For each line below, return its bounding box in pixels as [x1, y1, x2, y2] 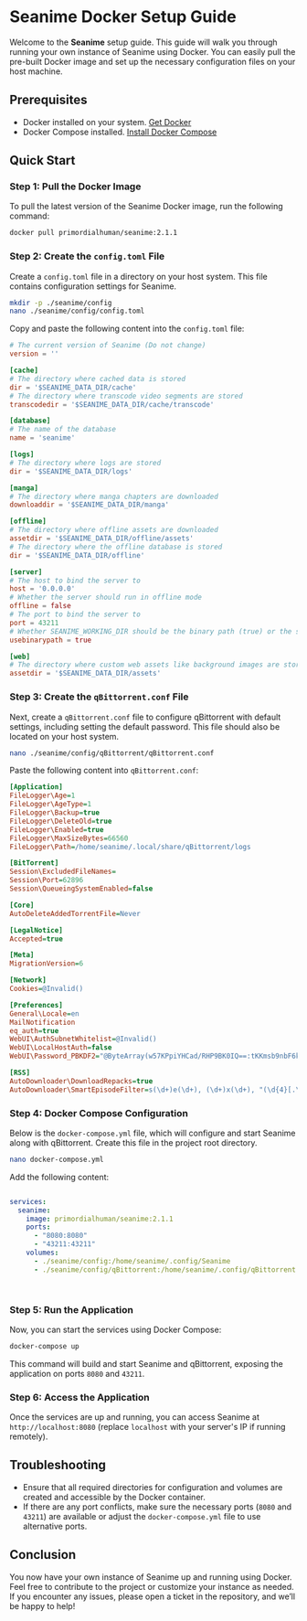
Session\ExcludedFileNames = [9, 867, 117, 877]
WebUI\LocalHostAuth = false [9, 1043, 112, 1052]
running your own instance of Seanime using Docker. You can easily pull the [9, 46, 296, 57]
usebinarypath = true [9, 635, 92, 645]
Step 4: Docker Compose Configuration [9, 1106, 189, 1119]
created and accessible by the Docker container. [22, 1491, 206, 1502]
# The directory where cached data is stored [9, 374, 185, 383]
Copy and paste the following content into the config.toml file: [9, 323, 245, 335]
